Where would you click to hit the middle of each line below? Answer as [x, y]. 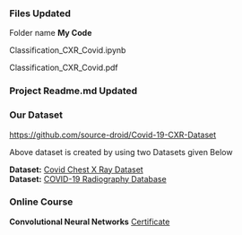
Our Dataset [36, 115]
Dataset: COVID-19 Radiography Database [88, 178]
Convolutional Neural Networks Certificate [90, 222]
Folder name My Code [51, 33]
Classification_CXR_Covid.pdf [64, 68]
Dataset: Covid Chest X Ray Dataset [76, 170]
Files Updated [40, 13]
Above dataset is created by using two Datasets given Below [121, 152]
